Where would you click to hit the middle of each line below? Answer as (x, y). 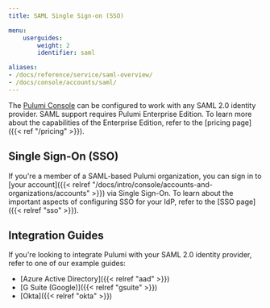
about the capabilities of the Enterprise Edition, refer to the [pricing (120, 123)
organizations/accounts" (49, 193)
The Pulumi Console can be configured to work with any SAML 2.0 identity (132, 105)
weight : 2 (54, 45)
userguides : (43, 38)
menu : (17, 30)
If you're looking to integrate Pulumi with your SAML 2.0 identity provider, (130, 255)
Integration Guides (56, 235)
